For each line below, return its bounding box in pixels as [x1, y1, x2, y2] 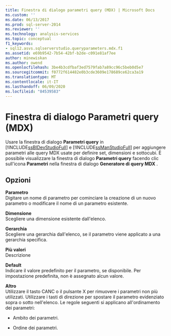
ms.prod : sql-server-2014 [5, 22, 61, 27]
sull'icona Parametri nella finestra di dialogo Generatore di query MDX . [5, 161, 158, 167]
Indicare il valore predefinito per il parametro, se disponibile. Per [5, 268, 141, 274]
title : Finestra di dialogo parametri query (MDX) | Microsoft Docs [5, 7, 155, 13]
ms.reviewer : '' [5, 27, 40, 32]
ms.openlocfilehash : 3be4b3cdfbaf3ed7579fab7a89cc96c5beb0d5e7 [5, 65, 144, 70]
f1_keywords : [5, 41, 33, 46]
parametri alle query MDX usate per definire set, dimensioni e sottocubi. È [5, 150, 162, 156]
